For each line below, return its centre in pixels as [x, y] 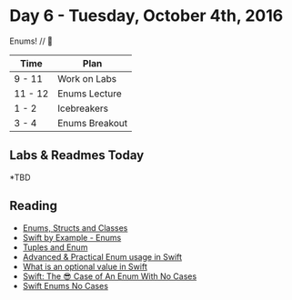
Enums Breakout [93, 123]
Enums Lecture [90, 94]
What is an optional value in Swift [85, 266]
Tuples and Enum [55, 247]
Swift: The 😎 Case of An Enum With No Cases [110, 276]
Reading [33, 206]
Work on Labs [87, 78]
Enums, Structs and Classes [75, 227]
